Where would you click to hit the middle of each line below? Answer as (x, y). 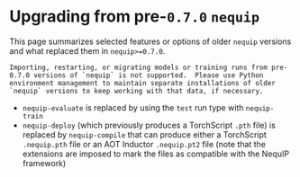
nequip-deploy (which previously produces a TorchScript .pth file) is (149, 125)
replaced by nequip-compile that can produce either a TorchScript (145, 134)
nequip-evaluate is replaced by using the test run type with (133, 107)
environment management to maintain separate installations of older (143, 83)
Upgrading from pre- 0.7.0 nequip (134, 17)
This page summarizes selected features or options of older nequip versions (150, 41)
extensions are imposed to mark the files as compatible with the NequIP (156, 154)
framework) (44, 163)
